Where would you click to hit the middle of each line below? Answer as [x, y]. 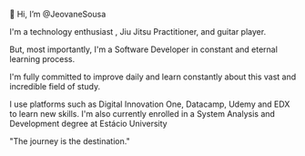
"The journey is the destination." [70, 141]
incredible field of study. [55, 86]
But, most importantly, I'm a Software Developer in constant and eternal [143, 49]
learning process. [42, 59]
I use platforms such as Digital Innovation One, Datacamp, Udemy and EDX [150, 104]
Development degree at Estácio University [88, 124]
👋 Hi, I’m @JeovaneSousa [58, 14]
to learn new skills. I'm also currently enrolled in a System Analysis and [142, 114]
